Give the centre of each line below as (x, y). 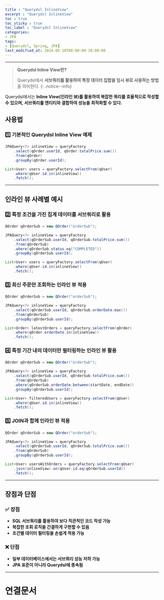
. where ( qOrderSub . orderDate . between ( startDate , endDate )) (74, 385)
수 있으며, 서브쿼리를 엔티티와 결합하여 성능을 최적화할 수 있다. (64, 103)
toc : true (16, 19)
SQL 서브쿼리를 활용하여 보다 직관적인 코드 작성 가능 (61, 521)
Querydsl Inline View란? (42, 69)
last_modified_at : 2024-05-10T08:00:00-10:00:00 (55, 50)
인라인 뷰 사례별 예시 (34, 199)
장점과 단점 (21, 494)
